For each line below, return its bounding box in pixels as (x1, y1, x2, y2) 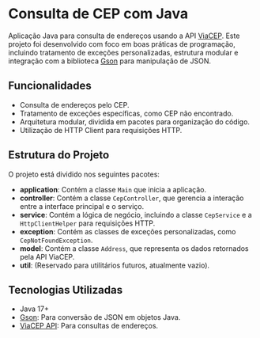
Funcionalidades (8, 79, 92, 93)
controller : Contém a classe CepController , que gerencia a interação (19, 193, 244, 203)
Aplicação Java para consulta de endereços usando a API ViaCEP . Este (8, 31, 240, 40)
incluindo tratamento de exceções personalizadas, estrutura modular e (8, 47, 239, 57)
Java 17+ (19, 304, 49, 313)
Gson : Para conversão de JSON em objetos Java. (19, 313, 181, 322)
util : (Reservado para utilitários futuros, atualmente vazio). (19, 260, 210, 270)
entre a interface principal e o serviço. (19, 201, 145, 211)
